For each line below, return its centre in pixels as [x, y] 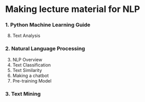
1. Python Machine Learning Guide [48, 25]
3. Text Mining [23, 93]
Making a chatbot [31, 75]
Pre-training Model [32, 80]
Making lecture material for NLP [73, 9]
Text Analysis [26, 35]
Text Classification [32, 65]
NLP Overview [27, 59]
